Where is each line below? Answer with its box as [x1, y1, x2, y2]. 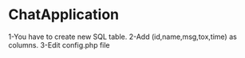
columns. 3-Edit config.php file [8, 40, 110, 49]
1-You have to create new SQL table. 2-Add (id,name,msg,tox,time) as [8, 32, 237, 41]
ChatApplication [8, 6, 120, 24]
